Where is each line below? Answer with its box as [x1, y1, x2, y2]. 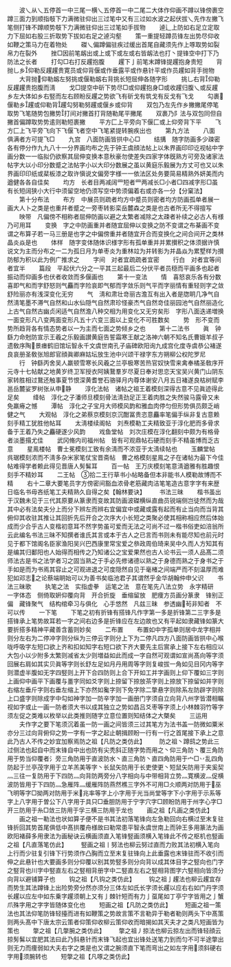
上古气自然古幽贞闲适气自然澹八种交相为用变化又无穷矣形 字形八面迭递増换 [7, 307, 224, 315]
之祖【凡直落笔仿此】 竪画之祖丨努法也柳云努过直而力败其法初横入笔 [7, 840, 214, 849]
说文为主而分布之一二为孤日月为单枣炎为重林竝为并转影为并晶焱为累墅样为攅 [7, 247, 224, 255]
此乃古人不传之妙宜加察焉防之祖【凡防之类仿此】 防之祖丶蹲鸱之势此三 [7, 737, 220, 745]
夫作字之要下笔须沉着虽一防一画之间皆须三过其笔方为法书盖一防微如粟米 [19, 720, 224, 728]
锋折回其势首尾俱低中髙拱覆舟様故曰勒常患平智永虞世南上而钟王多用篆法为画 [7, 823, 224, 831]
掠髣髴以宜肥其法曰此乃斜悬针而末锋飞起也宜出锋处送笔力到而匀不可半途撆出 [7, 935, 224, 943]
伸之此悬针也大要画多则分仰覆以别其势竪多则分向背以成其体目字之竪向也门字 [7, 858, 224, 866]
